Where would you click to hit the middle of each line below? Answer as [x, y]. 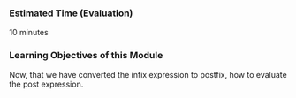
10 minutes [29, 33]
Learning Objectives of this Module [86, 56]
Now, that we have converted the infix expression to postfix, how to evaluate [148, 74]
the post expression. [46, 84]
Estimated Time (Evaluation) [71, 13]
